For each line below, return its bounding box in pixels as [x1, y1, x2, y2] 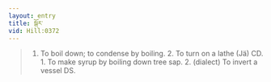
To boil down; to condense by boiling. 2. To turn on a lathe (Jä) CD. [40, 49, 264, 59]
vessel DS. [40, 66, 76, 76]
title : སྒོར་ [8, 19, 44, 27]
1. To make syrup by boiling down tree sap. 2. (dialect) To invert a [40, 57, 258, 67]
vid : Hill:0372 [8, 27, 60, 35]
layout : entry [8, 11, 57, 20]
